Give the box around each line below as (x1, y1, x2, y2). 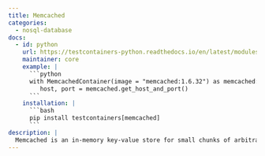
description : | (8, 128, 58, 136)
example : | (22, 63, 58, 71)
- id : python (15, 41, 58, 49)
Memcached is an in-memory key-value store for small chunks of (15, 136, 231, 144)
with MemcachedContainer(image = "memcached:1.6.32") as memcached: (28, 77, 259, 85)
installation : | (22, 99, 77, 107)
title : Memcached (8, 11, 65, 20)
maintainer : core (22, 56, 80, 64)
